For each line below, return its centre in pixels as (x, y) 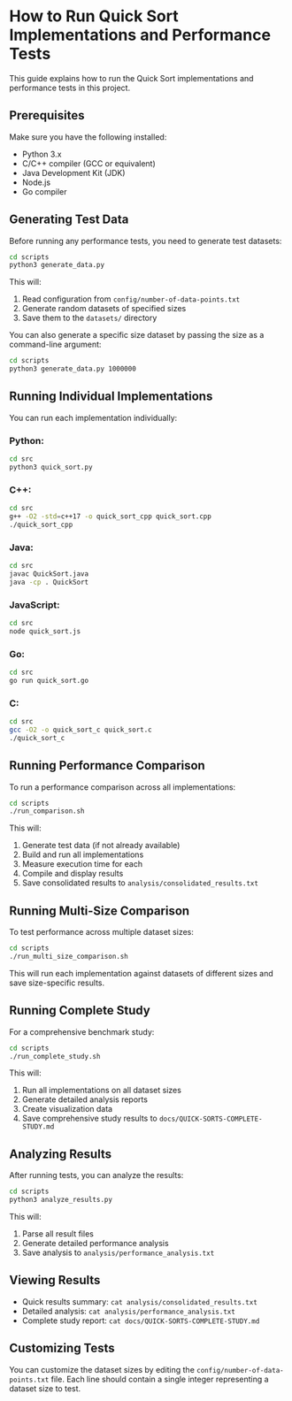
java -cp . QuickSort (49, 582)
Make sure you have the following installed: (88, 137)
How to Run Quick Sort (94, 16)
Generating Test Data (69, 220)
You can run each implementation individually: (93, 417)
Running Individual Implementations (111, 397)
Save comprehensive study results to (89, 1118)
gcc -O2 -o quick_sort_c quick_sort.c (81, 730)
